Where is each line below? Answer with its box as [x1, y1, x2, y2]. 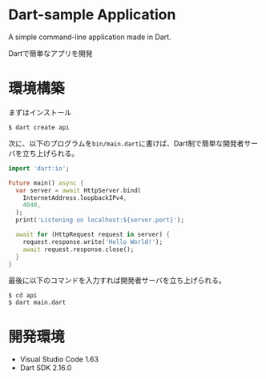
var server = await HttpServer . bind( [15, 186, 142, 194]
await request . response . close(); [22, 245, 135, 253]
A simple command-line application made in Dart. [8, 32, 171, 42]
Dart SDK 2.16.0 [19, 363, 72, 373]
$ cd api [8, 292, 38, 300]
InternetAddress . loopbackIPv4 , [22, 193, 127, 201]
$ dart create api [8, 123, 70, 131]
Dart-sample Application [8, 6, 176, 24]
